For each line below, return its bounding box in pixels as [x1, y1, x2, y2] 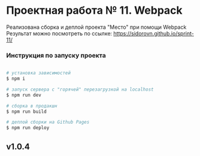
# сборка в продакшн [6, 103, 58, 109]
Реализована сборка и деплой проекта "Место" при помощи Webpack [6, 23, 187, 31]
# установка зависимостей [6, 70, 71, 76]
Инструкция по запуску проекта [6, 51, 106, 59]
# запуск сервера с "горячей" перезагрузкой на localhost [6, 86, 154, 92]
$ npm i [6, 76, 26, 82]
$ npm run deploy [6, 125, 50, 131]
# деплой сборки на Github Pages [6, 119, 90, 125]
